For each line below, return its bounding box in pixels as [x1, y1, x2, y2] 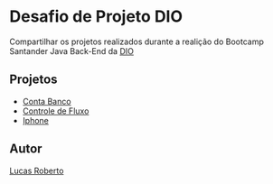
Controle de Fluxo [22, 106, 89, 116]
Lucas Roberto [9, 165, 64, 176]
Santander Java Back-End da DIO [9, 45, 134, 56]
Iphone [22, 115, 50, 125]
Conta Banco [22, 96, 71, 106]
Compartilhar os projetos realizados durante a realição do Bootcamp [9, 36, 264, 47]
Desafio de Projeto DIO [9, 6, 184, 27]
